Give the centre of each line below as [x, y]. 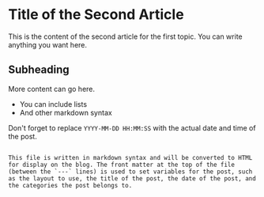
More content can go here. [52, 89]
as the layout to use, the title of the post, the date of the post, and [132, 178]
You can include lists [53, 104]
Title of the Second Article [96, 15]
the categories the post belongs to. [70, 185]
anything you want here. [48, 44]
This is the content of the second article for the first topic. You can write [125, 36]
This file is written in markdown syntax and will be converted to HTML [130, 157]
